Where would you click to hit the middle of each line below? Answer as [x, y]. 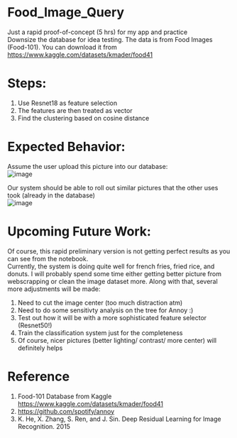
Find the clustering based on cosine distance [83, 118]
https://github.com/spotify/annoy [66, 411]
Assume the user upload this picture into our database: [88, 166]
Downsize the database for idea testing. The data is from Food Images [110, 39]
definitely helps [40, 348]
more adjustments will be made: [54, 289]
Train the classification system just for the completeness [100, 333]
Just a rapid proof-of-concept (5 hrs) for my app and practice [98, 32]
